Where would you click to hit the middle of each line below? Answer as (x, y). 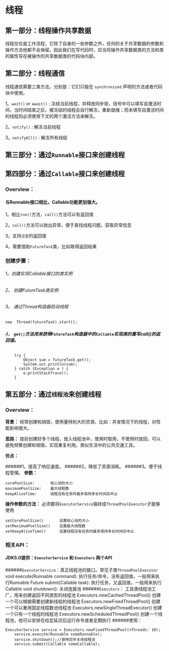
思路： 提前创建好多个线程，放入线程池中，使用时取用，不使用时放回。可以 (83, 439)
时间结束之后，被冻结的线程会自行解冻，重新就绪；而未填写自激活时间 (91, 110)
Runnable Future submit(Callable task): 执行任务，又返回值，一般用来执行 (86, 583)
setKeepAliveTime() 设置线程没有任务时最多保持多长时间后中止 (70, 531)
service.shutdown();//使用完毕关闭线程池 (55, 640)
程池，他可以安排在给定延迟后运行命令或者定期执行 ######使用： (74, 620)
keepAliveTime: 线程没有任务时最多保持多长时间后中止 (62, 494)
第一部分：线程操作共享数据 (48, 30)
